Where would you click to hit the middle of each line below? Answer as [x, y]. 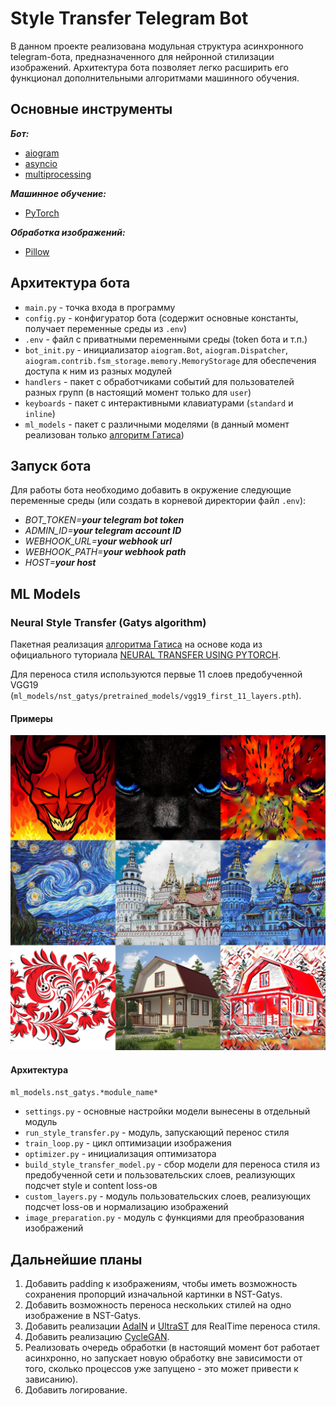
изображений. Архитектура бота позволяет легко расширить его [150, 67]
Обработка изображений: [68, 232]
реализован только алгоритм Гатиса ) [104, 434]
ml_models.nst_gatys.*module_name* [84, 1093]
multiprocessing [58, 174]
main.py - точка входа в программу [100, 307]
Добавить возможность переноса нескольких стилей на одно [158, 1305]
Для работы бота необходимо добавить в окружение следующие [151, 490]
